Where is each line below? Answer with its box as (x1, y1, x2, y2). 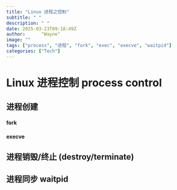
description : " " (6, 20, 50, 26)
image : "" (6, 37, 31, 43)
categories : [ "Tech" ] (6, 48, 61, 54)
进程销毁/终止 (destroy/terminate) (6, 151, 134, 162)
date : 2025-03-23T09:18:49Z (6, 25, 77, 32)
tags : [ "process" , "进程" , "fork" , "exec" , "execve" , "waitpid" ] (6, 43, 172, 49)
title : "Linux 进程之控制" (6, 8, 69, 15)
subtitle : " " (6, 14, 42, 21)
